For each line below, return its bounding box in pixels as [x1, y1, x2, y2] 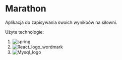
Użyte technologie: [5, 29, 44, 35]
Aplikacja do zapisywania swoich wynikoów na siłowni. [5, 19, 118, 25]
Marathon [5, 3, 46, 14]
